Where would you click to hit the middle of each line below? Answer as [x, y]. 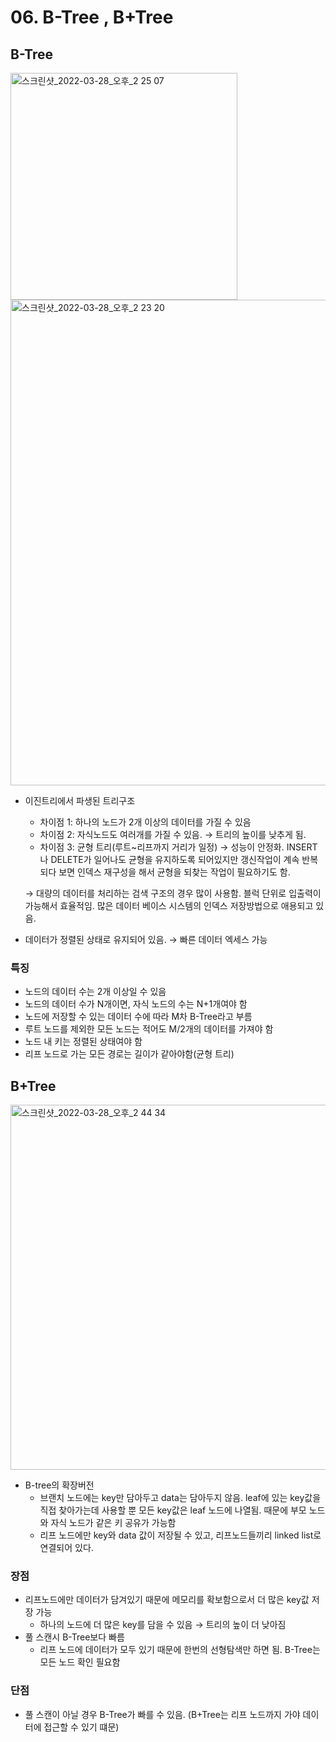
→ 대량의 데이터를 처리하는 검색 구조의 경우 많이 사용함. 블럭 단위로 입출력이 [173, 893]
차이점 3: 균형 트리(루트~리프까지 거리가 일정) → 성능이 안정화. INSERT [178, 847]
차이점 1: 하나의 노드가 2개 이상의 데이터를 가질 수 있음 [145, 822]
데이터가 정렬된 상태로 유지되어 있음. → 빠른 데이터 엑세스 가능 [146, 939]
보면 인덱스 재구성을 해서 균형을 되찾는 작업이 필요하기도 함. [174, 872]
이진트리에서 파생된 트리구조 [80, 800]
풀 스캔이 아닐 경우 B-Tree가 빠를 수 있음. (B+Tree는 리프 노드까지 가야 [162, 1714]
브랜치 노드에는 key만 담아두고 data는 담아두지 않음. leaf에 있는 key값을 [180, 1498]
